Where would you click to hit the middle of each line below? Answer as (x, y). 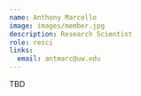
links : (21, 51)
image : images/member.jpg (57, 26)
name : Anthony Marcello (53, 17)
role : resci (31, 42)
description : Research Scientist (71, 34)
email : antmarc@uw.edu (59, 59)
